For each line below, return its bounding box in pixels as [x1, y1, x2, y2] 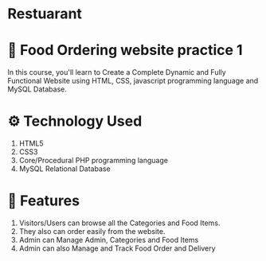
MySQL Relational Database [18, 164, 111, 173]
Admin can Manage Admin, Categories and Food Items [18, 236, 199, 244]
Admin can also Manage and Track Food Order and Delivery [18, 243, 216, 253]
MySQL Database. [7, 84, 67, 94]
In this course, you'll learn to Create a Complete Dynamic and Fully [7, 68, 226, 77]
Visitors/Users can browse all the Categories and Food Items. [18, 218, 221, 228]
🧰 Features [7, 192, 80, 210]
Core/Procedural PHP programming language [18, 156, 169, 166]
